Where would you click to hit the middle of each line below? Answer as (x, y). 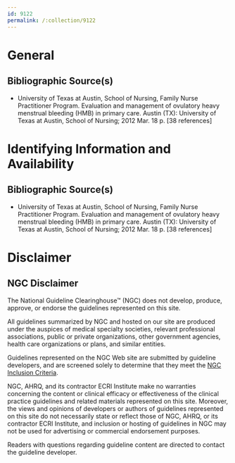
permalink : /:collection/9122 (52, 20)
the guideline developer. (42, 452)
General (31, 55)
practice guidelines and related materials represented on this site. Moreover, (118, 401)
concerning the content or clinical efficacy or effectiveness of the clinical (113, 393)
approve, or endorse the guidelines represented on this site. (94, 307)
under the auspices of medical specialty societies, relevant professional (112, 329)
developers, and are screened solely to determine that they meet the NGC (114, 365)
